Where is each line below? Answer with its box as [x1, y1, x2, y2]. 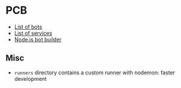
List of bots [14, 23, 42, 30]
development [14, 75, 47, 82]
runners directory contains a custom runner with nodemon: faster [14, 69, 176, 76]
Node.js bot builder [14, 36, 62, 43]
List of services [14, 29, 53, 36]
